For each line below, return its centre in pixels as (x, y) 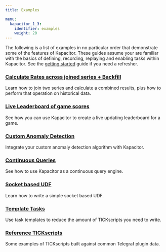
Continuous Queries (31, 160)
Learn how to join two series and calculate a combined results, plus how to (83, 88)
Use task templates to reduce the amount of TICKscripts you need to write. (83, 220)
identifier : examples (37, 28)
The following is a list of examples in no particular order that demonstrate (81, 48)
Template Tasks (25, 208)
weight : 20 (26, 33)
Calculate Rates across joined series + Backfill (63, 77)
